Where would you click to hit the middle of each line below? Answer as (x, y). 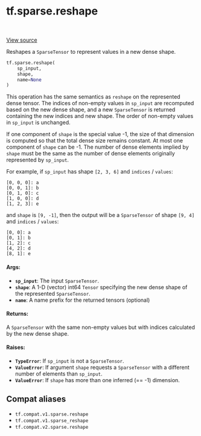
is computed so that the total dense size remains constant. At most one (94, 141)
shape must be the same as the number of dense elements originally (91, 154)
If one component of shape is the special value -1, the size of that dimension (100, 134)
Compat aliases (36, 399)
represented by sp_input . (38, 160)
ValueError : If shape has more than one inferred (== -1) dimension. (97, 380)
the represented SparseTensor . (53, 293)
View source (22, 40)
